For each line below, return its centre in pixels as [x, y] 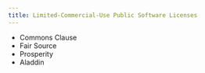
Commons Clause [48, 37]
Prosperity [36, 54]
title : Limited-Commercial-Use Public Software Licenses [103, 15]
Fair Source [38, 45]
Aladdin [32, 62]
